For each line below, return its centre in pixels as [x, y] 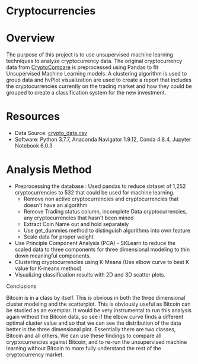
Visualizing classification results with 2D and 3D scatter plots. [90, 274]
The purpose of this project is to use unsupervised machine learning [90, 55]
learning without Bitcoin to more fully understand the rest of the [84, 348]
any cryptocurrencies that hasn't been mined [79, 218]
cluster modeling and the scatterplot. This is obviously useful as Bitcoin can [98, 304]
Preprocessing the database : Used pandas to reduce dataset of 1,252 [100, 186]
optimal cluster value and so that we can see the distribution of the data [94, 323]
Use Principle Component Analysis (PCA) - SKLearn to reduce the [95, 243]
